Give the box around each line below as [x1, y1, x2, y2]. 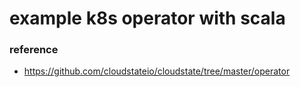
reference [9, 43, 59, 57]
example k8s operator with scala [9, 7, 286, 30]
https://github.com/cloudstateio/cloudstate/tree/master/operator [23, 65, 291, 77]
